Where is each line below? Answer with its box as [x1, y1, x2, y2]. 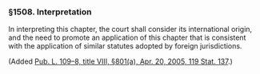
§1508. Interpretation [8, 6, 92, 18]
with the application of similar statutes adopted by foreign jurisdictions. [8, 41, 242, 51]
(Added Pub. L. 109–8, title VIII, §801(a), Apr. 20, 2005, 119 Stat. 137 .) [8, 56, 234, 66]
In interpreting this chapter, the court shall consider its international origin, [8, 25, 253, 34]
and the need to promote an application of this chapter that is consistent [8, 33, 246, 42]
